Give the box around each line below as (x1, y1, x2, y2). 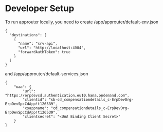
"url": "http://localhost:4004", (18, 45, 86, 50)
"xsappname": (22, 105, 49, 111)
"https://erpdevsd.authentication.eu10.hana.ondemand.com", (5, 93, 130, 98)
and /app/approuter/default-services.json (5, 71, 89, 77)
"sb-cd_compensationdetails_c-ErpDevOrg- (48, 97, 134, 102)
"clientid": (22, 97, 47, 102)
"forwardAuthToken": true (18, 49, 71, 54)
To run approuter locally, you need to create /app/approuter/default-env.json (5, 19, 159, 25)
